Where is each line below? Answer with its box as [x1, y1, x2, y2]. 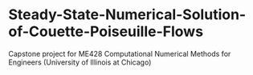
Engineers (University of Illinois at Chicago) [8, 57, 152, 67]
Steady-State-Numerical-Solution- [8, 6, 247, 24]
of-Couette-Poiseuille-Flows [8, 22, 203, 41]
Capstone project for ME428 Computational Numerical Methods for [8, 49, 231, 58]
